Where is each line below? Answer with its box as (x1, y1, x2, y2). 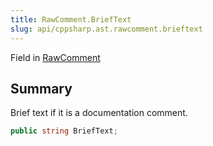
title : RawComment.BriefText (10, 14, 132, 25)
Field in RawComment (10, 51, 101, 63)
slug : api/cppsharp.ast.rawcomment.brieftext (10, 24, 203, 34)
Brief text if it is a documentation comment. (10, 107, 188, 119)
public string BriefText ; (10, 126, 118, 136)
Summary (10, 80, 73, 97)
